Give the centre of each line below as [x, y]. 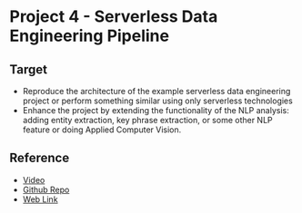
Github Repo [46, 189]
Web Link [40, 199]
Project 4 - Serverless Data [114, 17]
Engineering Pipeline [90, 36]
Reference [40, 158]
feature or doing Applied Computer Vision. [102, 130]
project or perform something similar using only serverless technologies [157, 101]
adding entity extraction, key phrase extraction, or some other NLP [147, 120]
